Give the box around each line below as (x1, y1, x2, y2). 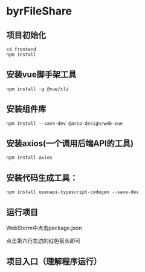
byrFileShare (6, 4, 72, 18)
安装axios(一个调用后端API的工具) (6, 138, 134, 149)
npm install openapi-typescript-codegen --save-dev (6, 189, 139, 195)
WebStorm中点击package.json (6, 224, 82, 231)
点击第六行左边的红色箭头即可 (6, 237, 80, 245)
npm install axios (6, 154, 53, 161)
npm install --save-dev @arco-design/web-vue (6, 120, 123, 127)
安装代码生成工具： (6, 173, 78, 183)
